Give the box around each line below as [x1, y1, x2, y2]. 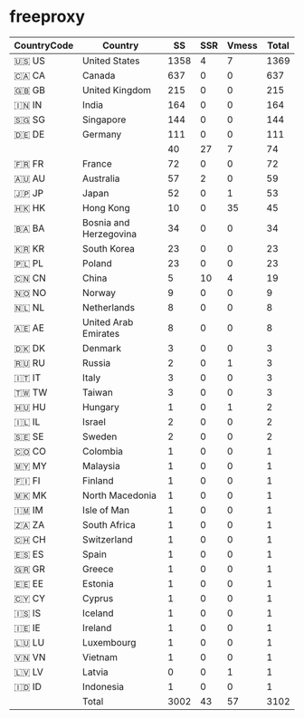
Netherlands [82, 301, 136, 313]
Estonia [82, 577, 115, 590]
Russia [82, 356, 111, 369]
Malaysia [82, 459, 120, 472]
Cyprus [82, 591, 114, 604]
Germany [82, 128, 122, 140]
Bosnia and [82, 216, 130, 228]
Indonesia [82, 680, 125, 693]
